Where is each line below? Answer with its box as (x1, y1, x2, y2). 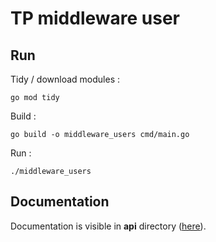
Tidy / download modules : (10, 73, 121, 85)
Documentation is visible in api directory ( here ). (10, 220, 207, 232)
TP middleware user (10, 7, 181, 30)
